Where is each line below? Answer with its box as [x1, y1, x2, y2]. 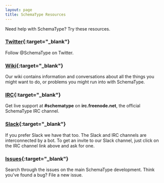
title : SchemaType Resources [5, 12, 66, 17]
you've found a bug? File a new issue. [5, 171, 83, 178]
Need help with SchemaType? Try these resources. [5, 26, 110, 32]
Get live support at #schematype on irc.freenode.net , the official [5, 103, 141, 109]
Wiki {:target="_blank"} [5, 62, 63, 69]
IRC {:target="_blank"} [5, 91, 61, 98]
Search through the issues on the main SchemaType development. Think [5, 166, 155, 172]
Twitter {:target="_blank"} [5, 38, 70, 45]
